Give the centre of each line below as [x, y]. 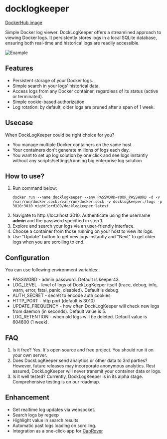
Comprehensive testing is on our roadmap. [56, 382]
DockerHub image [24, 23]
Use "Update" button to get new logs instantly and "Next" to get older [84, 237]
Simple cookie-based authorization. [49, 102]
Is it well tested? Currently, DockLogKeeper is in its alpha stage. [78, 376]
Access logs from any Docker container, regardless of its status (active [85, 91]
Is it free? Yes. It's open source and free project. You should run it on [83, 350]
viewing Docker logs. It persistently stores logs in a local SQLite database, [81, 38]
